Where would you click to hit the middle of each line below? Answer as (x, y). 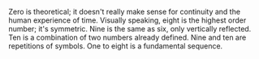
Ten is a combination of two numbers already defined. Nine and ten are (127, 37)
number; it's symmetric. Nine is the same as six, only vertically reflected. (130, 29)
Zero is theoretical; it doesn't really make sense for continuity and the (125, 12)
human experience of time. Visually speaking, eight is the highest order (127, 20)
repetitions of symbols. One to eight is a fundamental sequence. (116, 46)
